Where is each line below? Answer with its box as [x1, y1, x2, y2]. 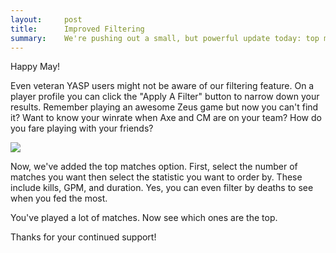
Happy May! [10, 61, 61, 73]
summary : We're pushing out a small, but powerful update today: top [10, 33, 320, 43]
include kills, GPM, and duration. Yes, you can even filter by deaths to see [10, 182, 314, 194]
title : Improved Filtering [10, 24, 145, 34]
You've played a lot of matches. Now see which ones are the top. [10, 212, 278, 224]
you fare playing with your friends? [10, 122, 154, 135]
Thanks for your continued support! [10, 231, 157, 243]
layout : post [10, 14, 83, 25]
